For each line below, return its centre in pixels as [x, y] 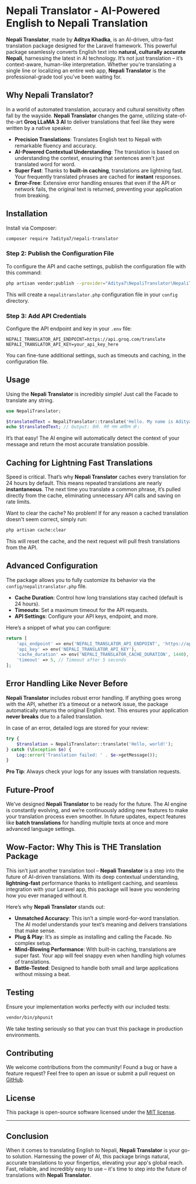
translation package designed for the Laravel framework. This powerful [91, 46]
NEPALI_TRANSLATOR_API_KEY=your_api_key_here [62, 344]
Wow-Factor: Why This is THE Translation [84, 847]
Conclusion [27, 1136]
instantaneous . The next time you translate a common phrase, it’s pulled [93, 490]
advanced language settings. [41, 829]
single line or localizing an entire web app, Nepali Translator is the [86, 70]
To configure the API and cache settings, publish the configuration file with [96, 266]
